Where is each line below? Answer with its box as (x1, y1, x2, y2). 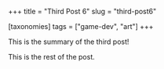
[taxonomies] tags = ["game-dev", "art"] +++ (8, 22, 155, 31)
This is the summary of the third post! (8, 37, 129, 46)
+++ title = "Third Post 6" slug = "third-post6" (8, 7, 157, 16)
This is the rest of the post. (8, 53, 96, 61)
